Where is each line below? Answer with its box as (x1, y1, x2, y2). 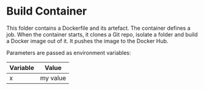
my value (40, 74, 67, 82)
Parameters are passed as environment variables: (6, 49, 131, 56)
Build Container (6, 4, 87, 18)
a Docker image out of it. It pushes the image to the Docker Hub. (6, 37, 169, 44)
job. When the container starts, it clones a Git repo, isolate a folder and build (6, 30, 198, 38)
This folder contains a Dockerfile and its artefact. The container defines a (6, 24, 191, 32)
